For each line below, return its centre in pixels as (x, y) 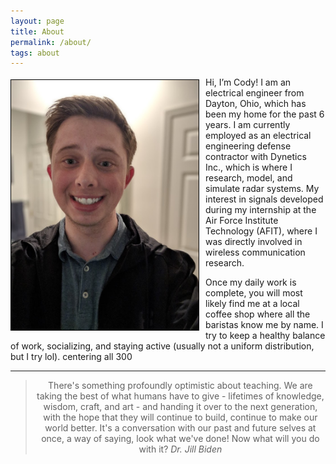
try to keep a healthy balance (265, 336)
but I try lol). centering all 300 (71, 357)
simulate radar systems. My (262, 189)
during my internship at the (261, 210)
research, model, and (249, 178)
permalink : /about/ (51, 42)
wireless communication (255, 252)
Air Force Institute (242, 221)
